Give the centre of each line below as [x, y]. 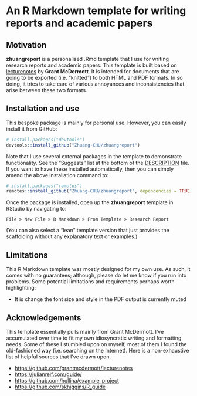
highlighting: [21, 288]
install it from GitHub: [32, 129]
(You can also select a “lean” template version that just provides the [88, 231]
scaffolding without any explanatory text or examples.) [72, 236]
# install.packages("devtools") [45, 140]
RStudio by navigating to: [36, 209]
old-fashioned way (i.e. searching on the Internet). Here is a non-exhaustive [98, 350]
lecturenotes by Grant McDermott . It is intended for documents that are [93, 71]
